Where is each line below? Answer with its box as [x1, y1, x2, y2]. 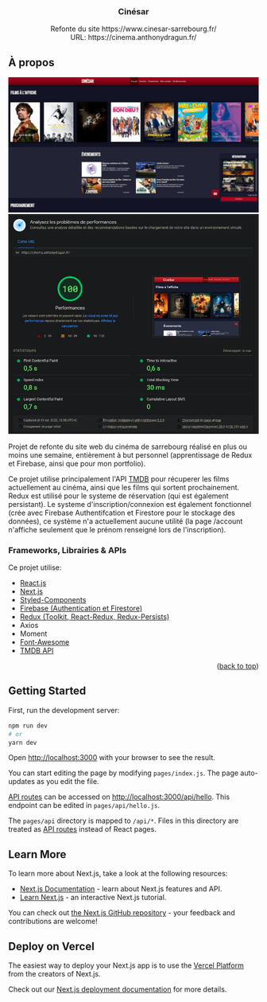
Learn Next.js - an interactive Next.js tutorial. [19, 893, 167, 903]
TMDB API [19, 646, 54, 655]
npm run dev [8, 722, 48, 730]
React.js [19, 579, 47, 587]
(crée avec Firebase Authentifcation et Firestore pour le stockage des [8, 508, 236, 517]
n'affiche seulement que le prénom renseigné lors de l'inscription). [8, 524, 226, 534]
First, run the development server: [8, 705, 120, 715]
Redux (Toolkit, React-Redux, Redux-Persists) [19, 612, 170, 622]
